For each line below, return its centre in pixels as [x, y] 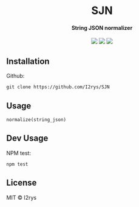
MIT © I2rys [22, 197]
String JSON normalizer [102, 27]
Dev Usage [27, 139]
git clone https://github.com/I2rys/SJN [58, 87]
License [22, 183]
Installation [28, 61]
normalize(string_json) [36, 120]
